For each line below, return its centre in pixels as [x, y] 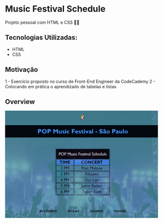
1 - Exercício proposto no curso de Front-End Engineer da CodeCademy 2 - [80, 81]
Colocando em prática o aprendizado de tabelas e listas [61, 86]
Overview [20, 102]
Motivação [22, 70]
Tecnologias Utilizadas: [41, 38]
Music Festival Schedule [55, 9]
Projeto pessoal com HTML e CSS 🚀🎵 [42, 22]
